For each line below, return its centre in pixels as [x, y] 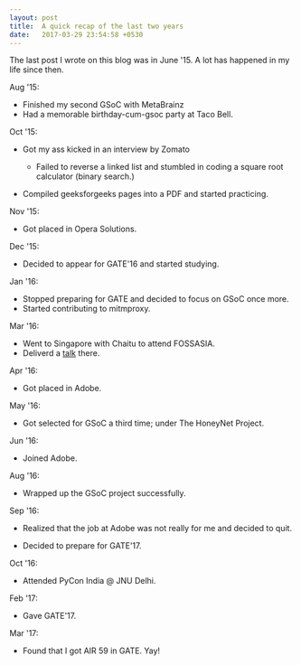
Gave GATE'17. [49, 616]
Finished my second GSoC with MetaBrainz [103, 105]
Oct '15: [24, 132]
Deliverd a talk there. [61, 353]
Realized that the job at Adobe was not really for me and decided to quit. [157, 529]
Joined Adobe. [50, 458]
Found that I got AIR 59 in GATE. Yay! [91, 651]
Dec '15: [24, 247]
